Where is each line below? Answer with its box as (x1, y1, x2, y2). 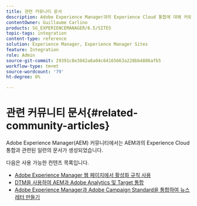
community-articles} (6, 119, 110, 133)
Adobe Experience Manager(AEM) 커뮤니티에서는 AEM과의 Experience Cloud (6, 139, 190, 147)
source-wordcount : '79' (6, 69, 64, 75)
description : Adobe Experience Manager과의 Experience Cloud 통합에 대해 (6, 14, 182, 20)
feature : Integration (6, 47, 59, 53)
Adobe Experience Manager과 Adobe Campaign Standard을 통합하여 (14, 186, 179, 194)
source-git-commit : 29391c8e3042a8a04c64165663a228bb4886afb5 (6, 58, 161, 63)
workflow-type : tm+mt (6, 63, 59, 69)
